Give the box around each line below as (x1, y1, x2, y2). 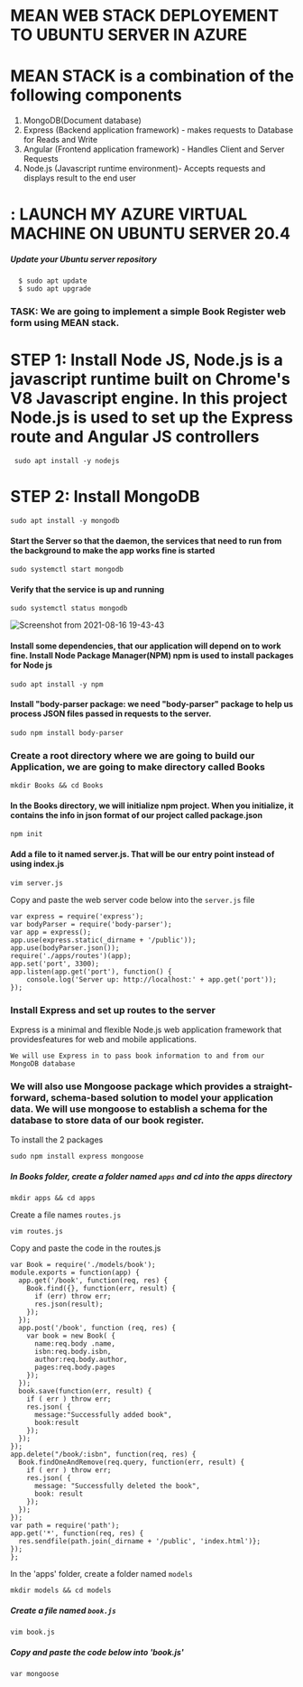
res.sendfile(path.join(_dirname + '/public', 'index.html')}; (18, 1537, 261, 1546)
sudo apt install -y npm (10, 679, 104, 689)
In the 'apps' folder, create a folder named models (10, 1569, 193, 1580)
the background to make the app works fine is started (10, 545, 216, 555)
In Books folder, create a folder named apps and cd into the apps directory (10, 1170, 293, 1181)
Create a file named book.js (10, 1605, 116, 1616)
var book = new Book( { (26, 1331, 116, 1341)
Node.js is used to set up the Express (10, 407, 294, 428)
